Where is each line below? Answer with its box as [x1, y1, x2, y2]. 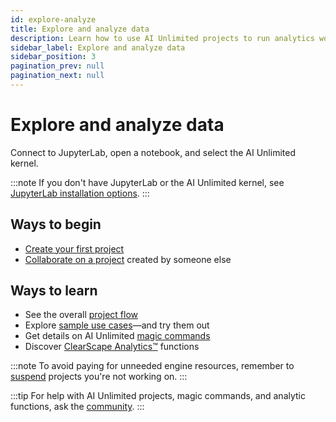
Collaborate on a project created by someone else [24, 253, 232, 265]
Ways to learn [10, 282, 98, 300]
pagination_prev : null [10, 61, 105, 71]
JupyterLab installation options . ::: [10, 187, 150, 199]
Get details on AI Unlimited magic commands [24, 330, 211, 342]
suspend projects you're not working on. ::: [10, 371, 188, 383]
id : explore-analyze [10, 14, 97, 25]
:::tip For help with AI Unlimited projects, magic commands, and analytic [10, 390, 306, 402]
